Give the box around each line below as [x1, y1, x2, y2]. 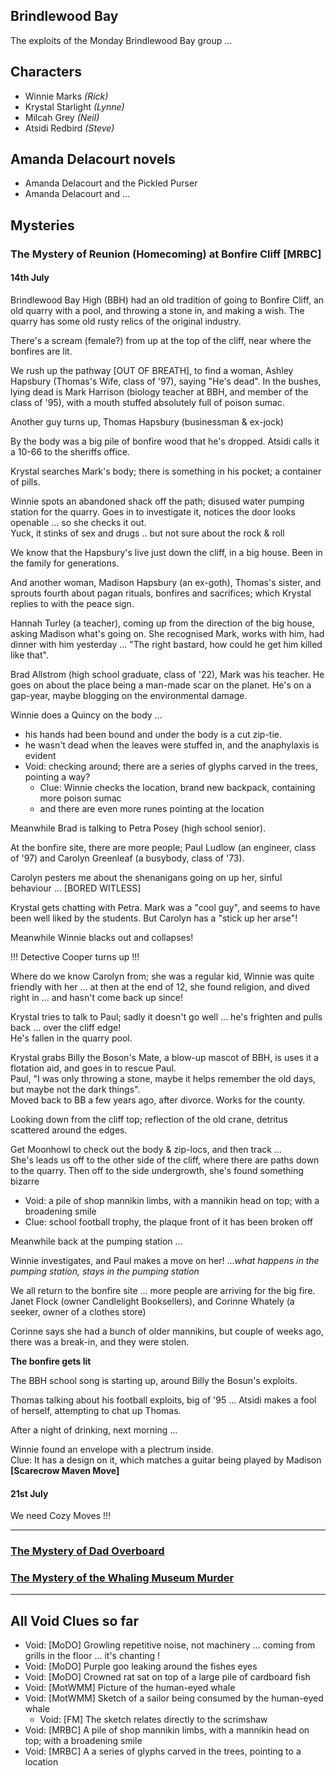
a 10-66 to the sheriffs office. [10, 445, 131, 458]
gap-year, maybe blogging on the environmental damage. [10, 689, 248, 701]
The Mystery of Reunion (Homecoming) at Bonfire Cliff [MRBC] [10, 247, 322, 261]
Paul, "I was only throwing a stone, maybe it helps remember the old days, [10, 1072, 317, 1084]
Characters [10, 64, 82, 81]
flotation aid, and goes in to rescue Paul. [10, 1062, 177, 1074]
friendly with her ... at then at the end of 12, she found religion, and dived [10, 980, 310, 993]
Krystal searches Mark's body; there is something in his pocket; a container [10, 465, 322, 477]
